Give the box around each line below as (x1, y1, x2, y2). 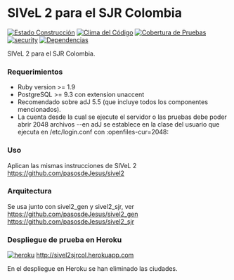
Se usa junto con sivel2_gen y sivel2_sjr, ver (7, 202, 135, 210)
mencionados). (17, 106, 61, 114)
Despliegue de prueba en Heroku (7, 234, 122, 244)
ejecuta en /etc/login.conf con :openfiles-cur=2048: (17, 128, 169, 136)
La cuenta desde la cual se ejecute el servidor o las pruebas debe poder (17, 113, 227, 121)
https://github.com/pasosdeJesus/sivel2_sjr (7, 217, 135, 226)
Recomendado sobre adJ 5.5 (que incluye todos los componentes (17, 98, 209, 106)
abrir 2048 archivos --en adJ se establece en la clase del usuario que (17, 120, 220, 129)
